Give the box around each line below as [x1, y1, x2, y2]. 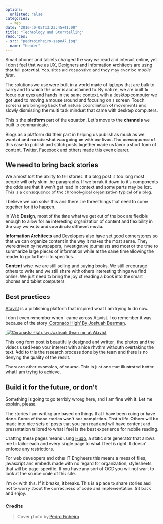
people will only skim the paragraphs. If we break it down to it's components [5, 179, 158, 185]
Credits [5, 503, 23, 509]
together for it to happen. [5, 204, 56, 210]
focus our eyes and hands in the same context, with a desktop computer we [5, 92, 157, 98]
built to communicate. [5, 122, 49, 128]
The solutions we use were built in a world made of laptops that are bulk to [5, 81, 155, 87]
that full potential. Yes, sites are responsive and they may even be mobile [5, 67, 151, 73]
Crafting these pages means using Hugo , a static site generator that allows [5, 436, 155, 441]
